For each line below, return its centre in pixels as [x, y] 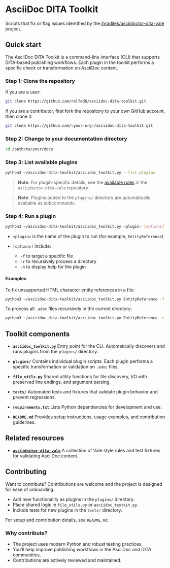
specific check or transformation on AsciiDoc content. [62, 68]
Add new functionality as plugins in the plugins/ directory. [74, 499]
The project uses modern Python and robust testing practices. [78, 544]
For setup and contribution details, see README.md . [57, 520]
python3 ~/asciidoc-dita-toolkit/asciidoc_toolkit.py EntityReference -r [85, 318]
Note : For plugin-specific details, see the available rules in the [82, 182]
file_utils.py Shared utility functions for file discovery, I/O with [80, 377]
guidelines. [24, 422]
